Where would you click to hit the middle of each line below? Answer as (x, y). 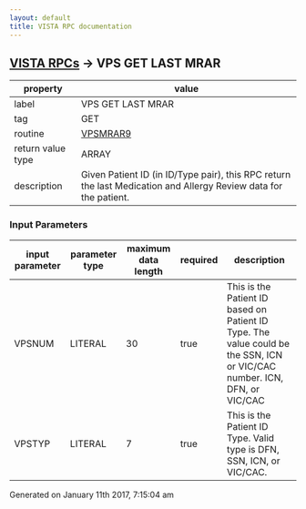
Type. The (248, 331)
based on (246, 309)
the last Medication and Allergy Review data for (182, 186)
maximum (148, 249)
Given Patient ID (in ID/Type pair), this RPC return (186, 175)
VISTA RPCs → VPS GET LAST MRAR (115, 63)
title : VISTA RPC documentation (71, 26)
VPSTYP (32, 443)
